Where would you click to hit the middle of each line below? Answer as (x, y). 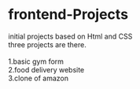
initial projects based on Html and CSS (70, 36)
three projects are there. (47, 44)
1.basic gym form (36, 61)
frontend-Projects (68, 15)
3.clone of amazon (39, 78)
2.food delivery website (46, 69)
